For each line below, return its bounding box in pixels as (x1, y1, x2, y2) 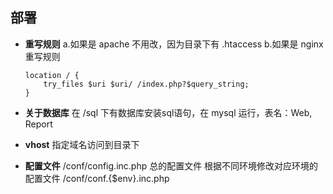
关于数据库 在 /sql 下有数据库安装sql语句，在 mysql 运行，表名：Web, (24, 106, 313, 118)
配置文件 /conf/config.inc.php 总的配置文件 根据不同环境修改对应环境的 (24, 159, 319, 172)
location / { (24, 70, 80, 80)
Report (24, 118, 53, 130)
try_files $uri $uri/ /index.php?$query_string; (43, 79, 250, 89)
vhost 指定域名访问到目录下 (24, 138, 140, 150)
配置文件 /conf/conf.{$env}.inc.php (24, 172, 170, 184)
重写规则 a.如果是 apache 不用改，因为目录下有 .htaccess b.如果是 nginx (24, 38, 324, 50)
